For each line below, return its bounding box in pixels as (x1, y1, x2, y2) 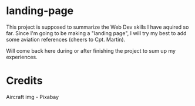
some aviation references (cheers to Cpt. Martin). (6, 36, 126, 43)
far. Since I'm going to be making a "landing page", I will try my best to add (6, 29, 187, 36)
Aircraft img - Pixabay (6, 93, 59, 100)
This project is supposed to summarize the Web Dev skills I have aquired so (6, 23, 189, 30)
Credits (6, 74, 43, 87)
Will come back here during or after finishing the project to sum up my (6, 47, 176, 54)
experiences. (6, 53, 38, 60)
